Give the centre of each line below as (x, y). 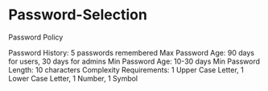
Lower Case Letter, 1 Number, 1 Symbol (73, 78)
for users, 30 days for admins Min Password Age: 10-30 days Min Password (134, 61)
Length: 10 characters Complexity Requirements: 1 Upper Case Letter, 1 (126, 69)
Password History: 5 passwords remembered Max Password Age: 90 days (132, 52)
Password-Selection (78, 15)
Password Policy (36, 37)
